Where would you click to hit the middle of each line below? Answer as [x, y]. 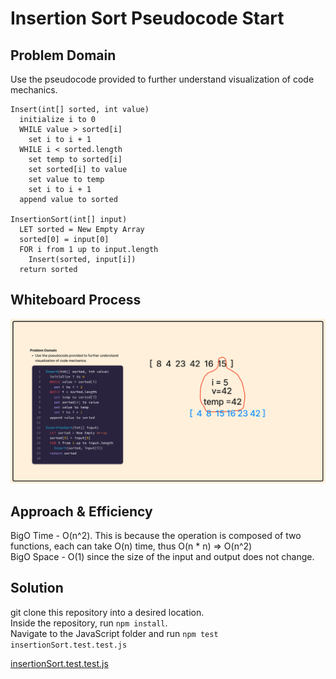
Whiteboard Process [76, 300]
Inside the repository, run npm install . [89, 623]
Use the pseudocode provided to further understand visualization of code [162, 79]
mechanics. [34, 90]
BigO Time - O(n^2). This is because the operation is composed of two [156, 535]
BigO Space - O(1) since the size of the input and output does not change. [162, 556]
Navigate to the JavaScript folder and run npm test [114, 633]
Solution [37, 588]
